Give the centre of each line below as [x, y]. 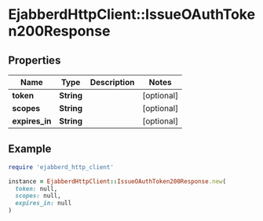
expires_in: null [44, 203]
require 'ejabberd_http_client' [61, 167]
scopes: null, [38, 196]
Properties [35, 60]
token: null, [37, 189]
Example [30, 149]
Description [112, 82]
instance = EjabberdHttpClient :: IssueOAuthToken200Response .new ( [117, 181]
